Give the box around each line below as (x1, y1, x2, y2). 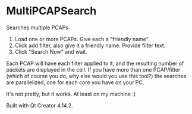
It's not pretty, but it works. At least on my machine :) (6, 90, 136, 97)
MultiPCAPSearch (6, 4, 97, 18)
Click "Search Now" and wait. (14, 48, 87, 55)
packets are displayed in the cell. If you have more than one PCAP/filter (6, 66, 181, 73)
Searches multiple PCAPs (6, 24, 69, 31)
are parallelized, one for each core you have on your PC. (6, 79, 144, 86)
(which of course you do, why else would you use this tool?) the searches (6, 72, 187, 79)
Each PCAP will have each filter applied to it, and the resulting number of (6, 60, 184, 67)
